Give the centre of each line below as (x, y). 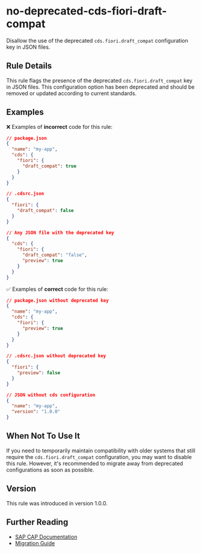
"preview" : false (39, 373)
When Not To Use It (43, 436)
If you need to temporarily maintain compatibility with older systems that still (101, 451)
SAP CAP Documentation (46, 537)
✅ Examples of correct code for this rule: (57, 289)
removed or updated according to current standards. (72, 93)
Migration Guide (35, 543)
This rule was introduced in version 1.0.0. (57, 503)
